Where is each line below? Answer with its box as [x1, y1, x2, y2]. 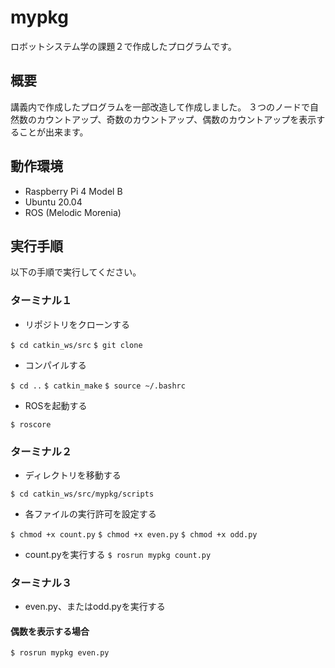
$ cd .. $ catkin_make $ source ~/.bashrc [10, 381, 186, 391]
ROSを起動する [24, 399, 88, 411]
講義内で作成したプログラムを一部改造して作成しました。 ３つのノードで [10, 101, 311, 113]
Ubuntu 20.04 [24, 196, 83, 208]
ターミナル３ [10, 576, 73, 590]
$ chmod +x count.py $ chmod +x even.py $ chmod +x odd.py [10, 529, 258, 540]
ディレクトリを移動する [24, 469, 122, 481]
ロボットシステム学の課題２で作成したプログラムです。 [10, 40, 237, 52]
